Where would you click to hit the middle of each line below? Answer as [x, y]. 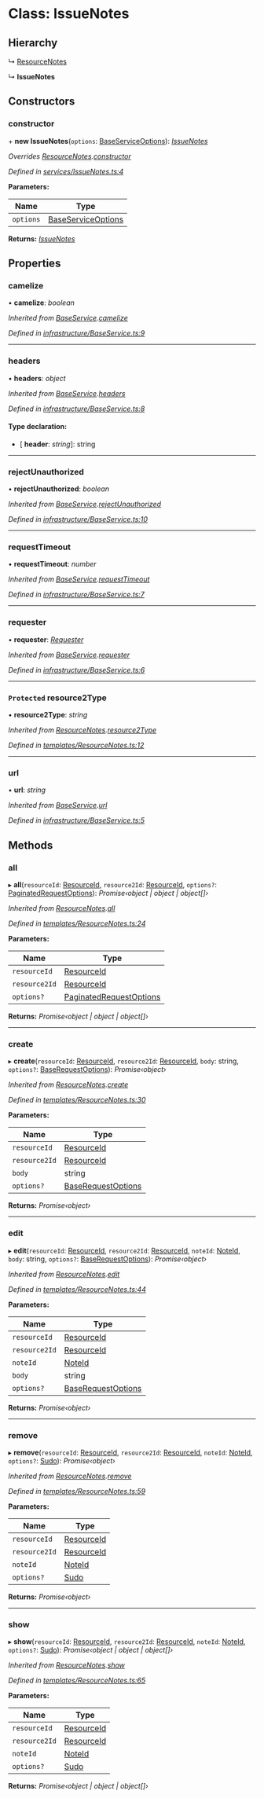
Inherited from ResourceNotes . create [68, 1084]
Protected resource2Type [58, 698]
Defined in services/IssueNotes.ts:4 [66, 171]
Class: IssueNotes [69, 14]
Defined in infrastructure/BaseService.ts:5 [77, 820]
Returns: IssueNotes [42, 239]
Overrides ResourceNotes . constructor [70, 156]
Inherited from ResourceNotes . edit [64, 1274]
